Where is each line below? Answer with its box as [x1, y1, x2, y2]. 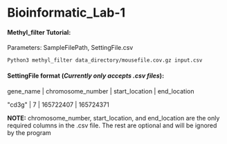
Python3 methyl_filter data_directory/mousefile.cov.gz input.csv [7, 57, 203, 64]
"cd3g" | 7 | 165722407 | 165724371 [7, 100, 109, 109]
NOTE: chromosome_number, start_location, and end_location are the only [7, 114, 220, 122]
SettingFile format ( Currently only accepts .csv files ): [7, 71, 165, 80]
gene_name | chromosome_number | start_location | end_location [7, 87, 194, 95]
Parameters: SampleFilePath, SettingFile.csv [7, 44, 134, 52]
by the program [7, 128, 52, 136]
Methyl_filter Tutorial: [7, 28, 71, 36]
